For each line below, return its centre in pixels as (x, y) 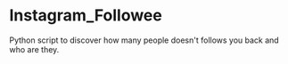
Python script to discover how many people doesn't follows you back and (144, 40)
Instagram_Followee (86, 16)
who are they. (34, 49)
